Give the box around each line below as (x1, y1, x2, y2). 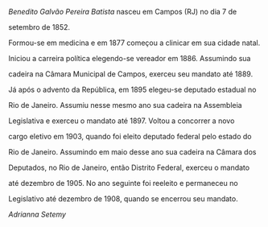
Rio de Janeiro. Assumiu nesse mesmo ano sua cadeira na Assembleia (8, 101, 243, 109)
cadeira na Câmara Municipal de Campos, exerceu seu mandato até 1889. (8, 69, 254, 79)
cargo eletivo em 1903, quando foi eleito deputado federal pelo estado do (8, 132, 252, 141)
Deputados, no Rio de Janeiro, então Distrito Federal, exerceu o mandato (8, 163, 250, 172)
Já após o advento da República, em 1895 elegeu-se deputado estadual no (8, 85, 257, 94)
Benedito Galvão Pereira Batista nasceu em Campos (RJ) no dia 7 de (8, 7, 237, 16)
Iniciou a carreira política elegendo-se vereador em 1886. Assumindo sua (8, 54, 251, 63)
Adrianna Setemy (8, 209, 67, 219)
